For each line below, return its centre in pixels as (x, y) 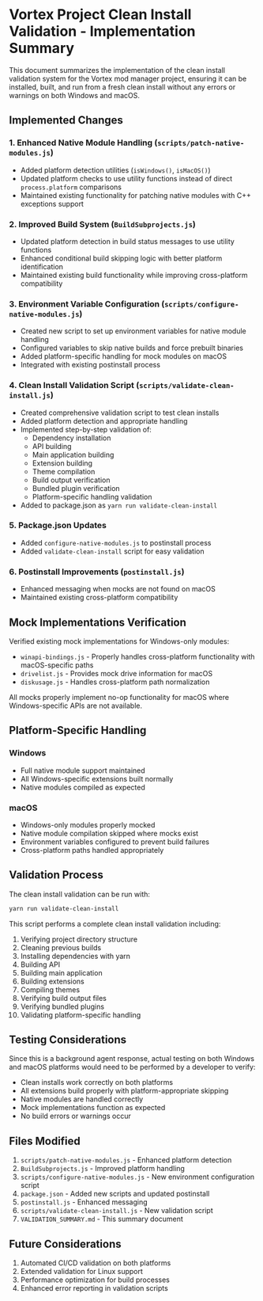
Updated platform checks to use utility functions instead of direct (126, 178)
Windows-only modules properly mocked (88, 824)
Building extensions (53, 981)
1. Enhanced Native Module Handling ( (83, 143)
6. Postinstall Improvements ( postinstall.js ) (97, 572)
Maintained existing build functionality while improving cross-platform (134, 275)
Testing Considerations (68, 1039)
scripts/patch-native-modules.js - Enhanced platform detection (126, 1160)
